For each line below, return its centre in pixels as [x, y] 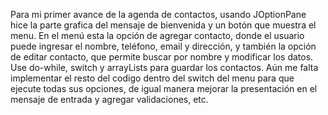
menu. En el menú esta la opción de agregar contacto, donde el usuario [157, 35]
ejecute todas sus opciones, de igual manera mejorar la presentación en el [164, 88]
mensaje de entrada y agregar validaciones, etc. [109, 99]
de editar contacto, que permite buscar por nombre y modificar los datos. [162, 57]
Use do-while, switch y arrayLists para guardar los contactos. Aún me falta [164, 67]
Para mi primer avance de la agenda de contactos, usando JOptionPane [158, 14]
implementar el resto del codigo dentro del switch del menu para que [152, 78]
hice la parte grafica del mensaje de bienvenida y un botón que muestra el [163, 25]
